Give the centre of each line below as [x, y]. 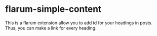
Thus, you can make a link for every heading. [51, 28]
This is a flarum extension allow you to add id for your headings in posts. [79, 23]
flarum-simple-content [53, 9]
